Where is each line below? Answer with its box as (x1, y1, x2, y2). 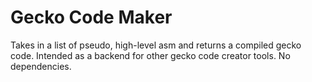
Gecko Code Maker (10, 6, 173, 29)
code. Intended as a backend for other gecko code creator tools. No (10, 49, 291, 61)
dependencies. (10, 60, 72, 72)
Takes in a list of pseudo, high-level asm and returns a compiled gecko (10, 39, 302, 51)
